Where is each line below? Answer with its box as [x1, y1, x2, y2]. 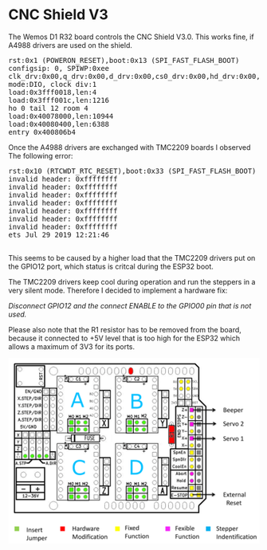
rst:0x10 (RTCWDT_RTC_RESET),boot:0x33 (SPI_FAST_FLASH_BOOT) [8, 166, 257, 175]
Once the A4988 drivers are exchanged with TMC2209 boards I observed [8, 142, 251, 152]
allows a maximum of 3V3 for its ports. [8, 341, 135, 352]
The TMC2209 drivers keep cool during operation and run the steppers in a [8, 277, 256, 286]
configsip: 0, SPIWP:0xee [8, 64, 110, 73]
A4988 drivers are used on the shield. [8, 40, 133, 49]
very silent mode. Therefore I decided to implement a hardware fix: [8, 285, 228, 295]
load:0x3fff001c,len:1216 [8, 96, 110, 104]
